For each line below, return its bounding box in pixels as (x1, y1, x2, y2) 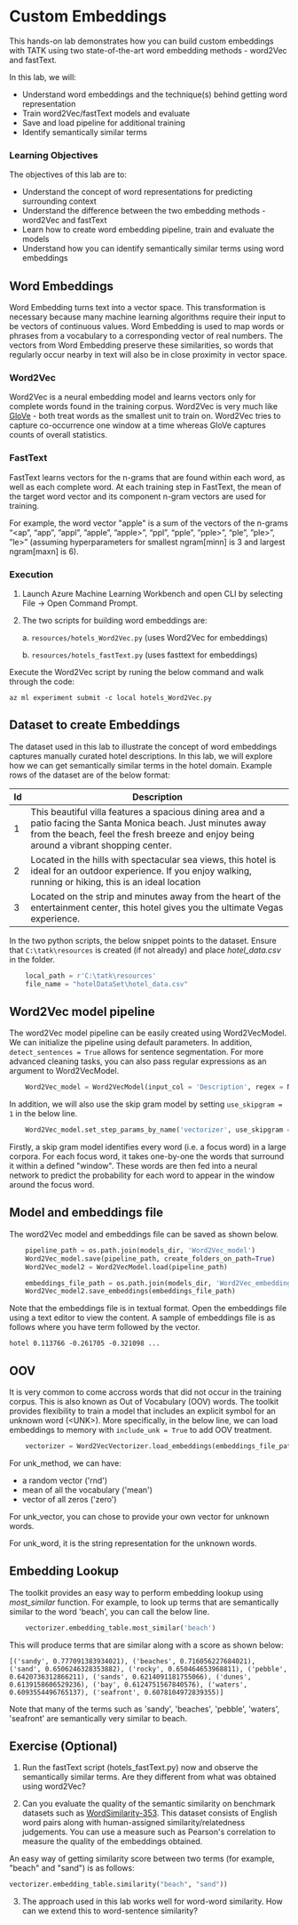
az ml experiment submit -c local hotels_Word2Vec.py (9, 693, 213, 702)
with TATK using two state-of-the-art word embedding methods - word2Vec (9, 44, 287, 55)
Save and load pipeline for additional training (21, 117, 186, 128)
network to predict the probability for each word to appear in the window (9, 1170, 275, 1180)
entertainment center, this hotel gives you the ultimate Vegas (30, 901, 284, 914)
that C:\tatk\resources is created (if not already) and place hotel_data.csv (9, 945, 281, 955)
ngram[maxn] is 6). (9, 545, 79, 557)
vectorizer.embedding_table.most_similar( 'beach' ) (25, 1623, 216, 1632)
